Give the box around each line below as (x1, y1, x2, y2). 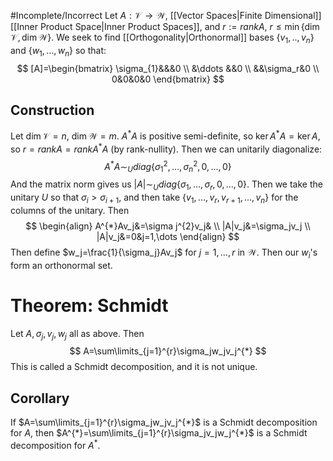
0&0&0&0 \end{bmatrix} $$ (111, 73, 225, 85)
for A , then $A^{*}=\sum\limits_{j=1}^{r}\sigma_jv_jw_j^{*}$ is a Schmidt (10, 427, 308, 439)
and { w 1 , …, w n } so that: (10, 44, 107, 59)
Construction (10, 101, 95, 119)
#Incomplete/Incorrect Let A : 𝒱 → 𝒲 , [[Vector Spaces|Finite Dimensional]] (10, 10, 322, 21)
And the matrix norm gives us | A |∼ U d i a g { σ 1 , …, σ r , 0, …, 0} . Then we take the (10, 178, 323, 192)
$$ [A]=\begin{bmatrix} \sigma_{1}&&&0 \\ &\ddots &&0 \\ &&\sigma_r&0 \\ (16, 62, 320, 74)
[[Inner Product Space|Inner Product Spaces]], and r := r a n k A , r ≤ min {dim (10, 21, 320, 32)
